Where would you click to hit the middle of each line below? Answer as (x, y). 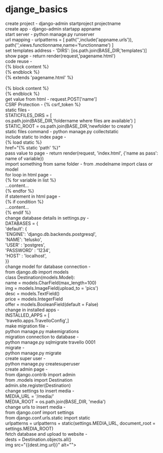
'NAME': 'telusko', (24, 239)
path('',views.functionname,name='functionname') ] (59, 45)
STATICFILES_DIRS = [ (29, 115)
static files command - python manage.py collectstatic (62, 131)
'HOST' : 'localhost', (26, 256)
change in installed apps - (32, 310)
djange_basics (37, 9)
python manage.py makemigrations (42, 331)
